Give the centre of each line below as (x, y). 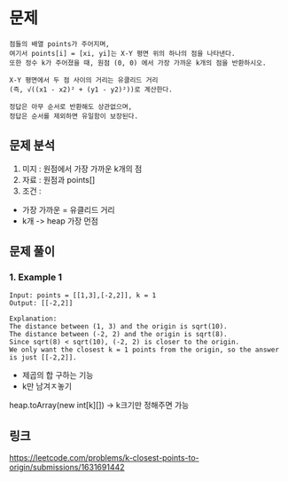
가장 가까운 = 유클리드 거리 (68, 209)
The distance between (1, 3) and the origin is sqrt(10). (118, 327)
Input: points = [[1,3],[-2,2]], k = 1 (83, 296)
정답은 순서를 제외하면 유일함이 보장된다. (74, 116)
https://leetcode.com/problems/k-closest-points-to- (104, 458)
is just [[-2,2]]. (43, 358)
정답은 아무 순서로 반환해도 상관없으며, (71, 106)
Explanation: (33, 319)
